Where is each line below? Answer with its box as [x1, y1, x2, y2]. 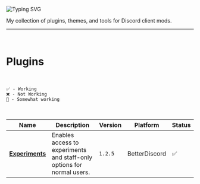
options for [51, 160, 82, 169]
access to [51, 138, 79, 147]
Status [171, 120, 191, 129]
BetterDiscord [127, 149, 167, 157]
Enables [51, 131, 74, 139]
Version [99, 120, 122, 129]
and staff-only [51, 153, 93, 161]
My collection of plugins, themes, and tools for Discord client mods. [6, 17, 172, 24]
